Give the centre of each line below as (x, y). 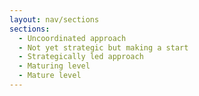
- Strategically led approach (81, 57)
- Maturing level (54, 66)
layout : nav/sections (54, 19)
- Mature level (50, 76)
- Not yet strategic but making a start (103, 47)
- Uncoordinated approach (72, 38)
